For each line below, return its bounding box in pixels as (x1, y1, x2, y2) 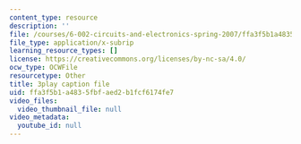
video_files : (9, 96, 58, 106)
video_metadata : (9, 113, 70, 122)
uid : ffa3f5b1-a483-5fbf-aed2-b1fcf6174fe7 (9, 88, 175, 97)
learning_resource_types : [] (9, 47, 118, 55)
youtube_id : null (17, 122, 82, 131)
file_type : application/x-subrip (9, 38, 134, 47)
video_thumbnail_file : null (17, 105, 123, 114)
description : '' (9, 21, 70, 30)
